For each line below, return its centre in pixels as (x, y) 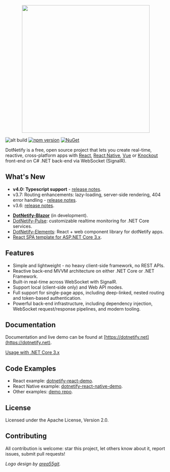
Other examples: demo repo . (43, 392)
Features (20, 253)
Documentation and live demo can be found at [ (55, 337)
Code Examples (31, 369)
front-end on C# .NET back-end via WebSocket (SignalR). (66, 161)
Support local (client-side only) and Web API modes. (68, 287)
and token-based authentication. (47, 298)
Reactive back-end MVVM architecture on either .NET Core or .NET (83, 271)
